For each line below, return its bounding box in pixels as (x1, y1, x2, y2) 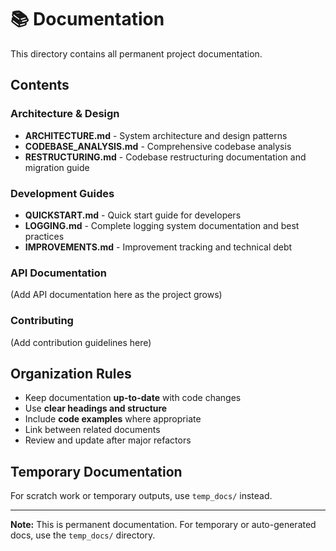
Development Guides (10, 186, 115, 200)
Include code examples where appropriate (24, 413, 202, 425)
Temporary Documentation (10, 463, 183, 480)
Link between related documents (24, 424, 161, 436)
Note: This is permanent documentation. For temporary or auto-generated (10, 519, 317, 531)
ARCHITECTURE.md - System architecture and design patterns (24, 129, 288, 141)
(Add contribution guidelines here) (10, 336, 152, 348)
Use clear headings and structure (24, 402, 168, 415)
